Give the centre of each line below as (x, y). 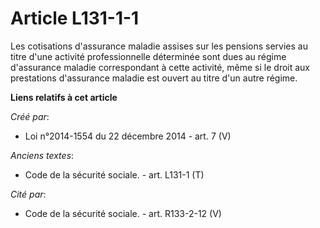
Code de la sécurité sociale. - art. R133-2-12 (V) (123, 213)
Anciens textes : (42, 155)
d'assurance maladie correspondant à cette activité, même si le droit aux (160, 67)
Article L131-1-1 (75, 18)
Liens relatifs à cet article (64, 97)
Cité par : (28, 194)
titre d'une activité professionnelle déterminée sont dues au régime (148, 56)
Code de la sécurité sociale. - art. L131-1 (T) (114, 174)
